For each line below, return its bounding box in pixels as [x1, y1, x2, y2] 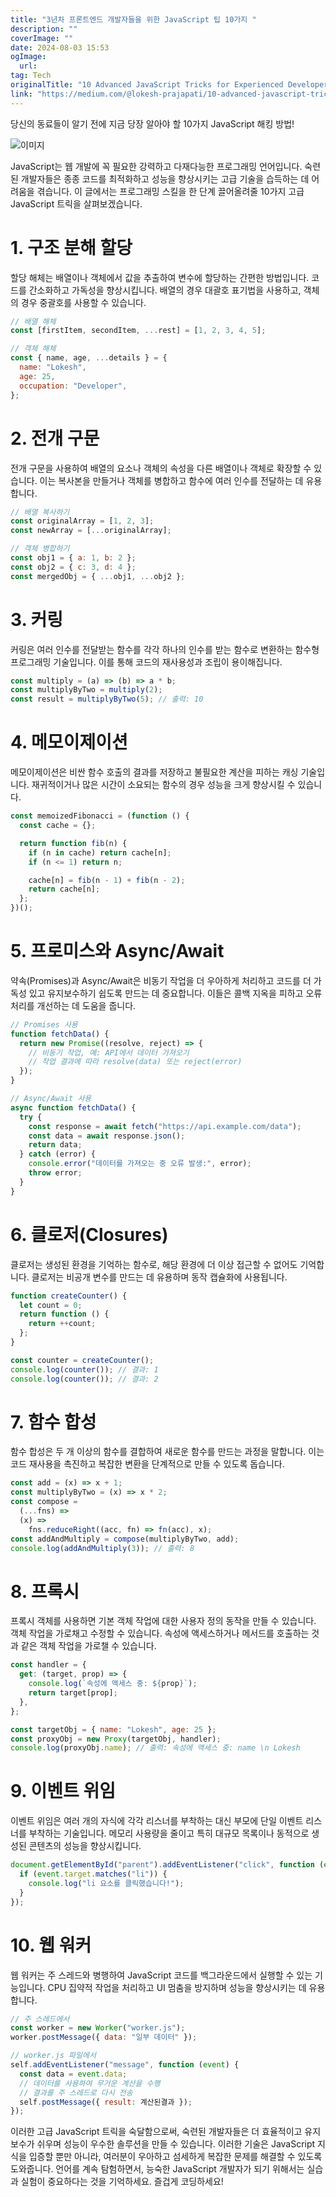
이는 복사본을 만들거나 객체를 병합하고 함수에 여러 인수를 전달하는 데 [39, 474, 304, 486]
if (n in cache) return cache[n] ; [28, 847, 172, 858]
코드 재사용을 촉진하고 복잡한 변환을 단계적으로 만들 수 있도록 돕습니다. [10, 1458, 285, 1470]
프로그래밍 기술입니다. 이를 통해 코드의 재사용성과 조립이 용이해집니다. [10, 656, 283, 668]
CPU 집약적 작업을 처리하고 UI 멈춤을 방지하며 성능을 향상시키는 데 [47, 1981, 307, 1993]
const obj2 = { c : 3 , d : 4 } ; [10, 562, 137, 572]
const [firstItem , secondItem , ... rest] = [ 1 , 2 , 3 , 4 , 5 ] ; [10, 326, 267, 336]
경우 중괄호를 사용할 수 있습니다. [20, 296, 147, 308]
